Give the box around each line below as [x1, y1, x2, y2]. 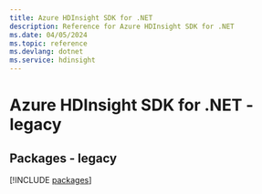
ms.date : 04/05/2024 [9, 30, 89, 39]
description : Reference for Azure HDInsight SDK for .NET [9, 22, 235, 31]
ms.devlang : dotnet [9, 47, 84, 56]
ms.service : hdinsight [9, 56, 96, 65]
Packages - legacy [9, 150, 117, 166]
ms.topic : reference [9, 38, 89, 48]
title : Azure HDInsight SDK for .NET [9, 13, 153, 23]
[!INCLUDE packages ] [9, 175, 92, 185]
